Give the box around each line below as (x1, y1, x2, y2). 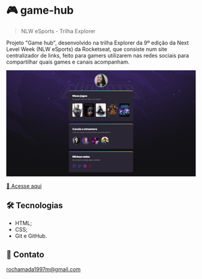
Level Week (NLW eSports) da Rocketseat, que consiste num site (6, 45, 167, 53)
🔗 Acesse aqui (6, 182, 42, 190)
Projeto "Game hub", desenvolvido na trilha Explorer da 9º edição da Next (6, 39, 189, 46)
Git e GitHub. (14, 232, 47, 239)
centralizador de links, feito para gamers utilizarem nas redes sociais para (6, 52, 189, 59)
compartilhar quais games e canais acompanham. (6, 58, 130, 65)
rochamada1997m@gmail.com (6, 265, 81, 272)
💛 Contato (6, 250, 44, 260)
